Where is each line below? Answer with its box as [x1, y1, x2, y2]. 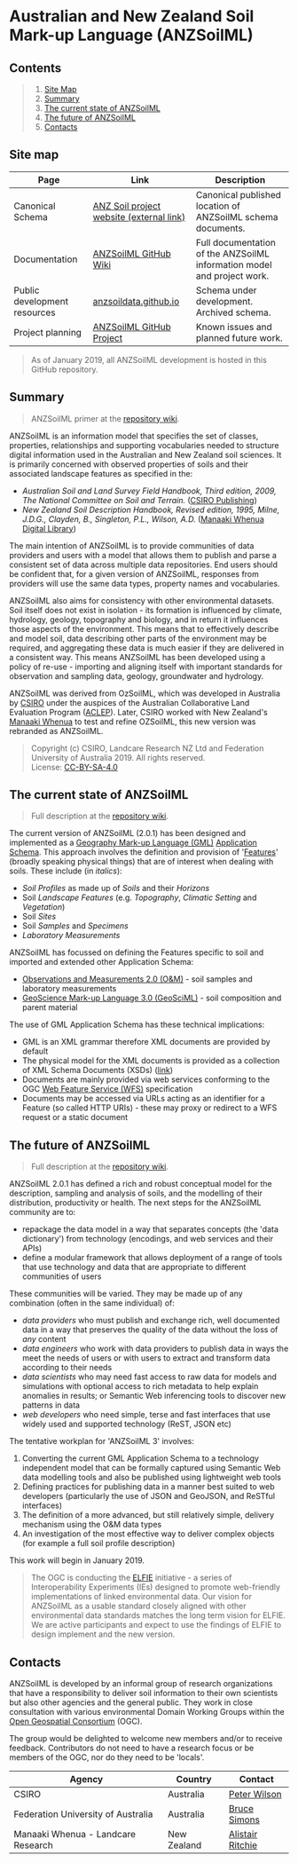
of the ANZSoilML [195, 247, 271, 259]
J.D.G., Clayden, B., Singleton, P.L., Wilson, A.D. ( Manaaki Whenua [21, 513, 264, 525]
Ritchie [229, 1839, 258, 1851]
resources [13, 306, 56, 319]
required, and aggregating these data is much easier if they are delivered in [9, 642, 285, 653]
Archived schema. [195, 306, 271, 319]
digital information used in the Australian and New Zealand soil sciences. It [9, 449, 282, 460]
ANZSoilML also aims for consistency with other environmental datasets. [9, 595, 275, 605]
